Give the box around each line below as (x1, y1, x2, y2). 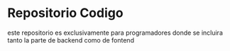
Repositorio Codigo (7, 5, 124, 21)
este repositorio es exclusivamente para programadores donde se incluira (7, 28, 224, 37)
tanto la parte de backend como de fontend (7, 35, 135, 44)
